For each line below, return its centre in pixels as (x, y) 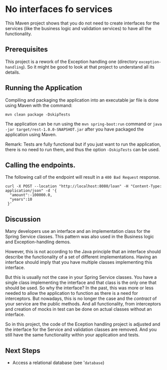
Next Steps (23, 351)
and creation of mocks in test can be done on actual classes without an (78, 309)
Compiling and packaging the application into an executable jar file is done (82, 100)
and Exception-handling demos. (38, 242)
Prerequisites (26, 49)
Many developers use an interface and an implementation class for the (78, 231)
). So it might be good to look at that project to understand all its (89, 67)
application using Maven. (31, 134)
